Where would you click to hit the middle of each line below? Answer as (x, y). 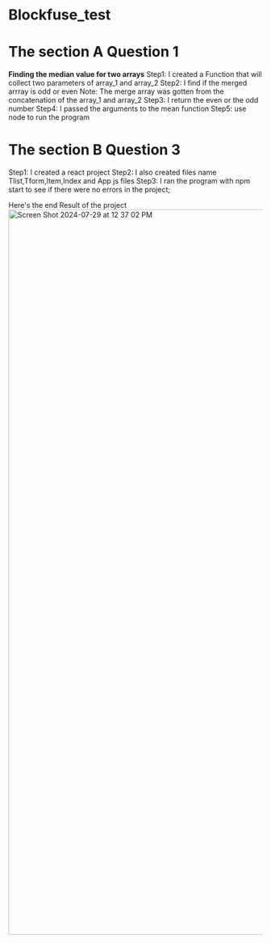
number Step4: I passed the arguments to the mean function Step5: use (127, 109)
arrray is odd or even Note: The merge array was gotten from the (116, 91)
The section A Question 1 (94, 52)
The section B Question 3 (95, 150)
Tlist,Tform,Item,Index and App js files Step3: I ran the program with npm (129, 181)
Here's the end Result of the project (68, 205)
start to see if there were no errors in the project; (90, 190)
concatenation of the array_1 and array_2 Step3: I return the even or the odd (133, 100)
